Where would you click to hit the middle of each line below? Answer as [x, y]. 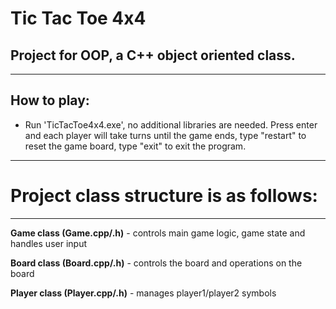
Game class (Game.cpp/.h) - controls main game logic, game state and [158, 233]
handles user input [48, 243]
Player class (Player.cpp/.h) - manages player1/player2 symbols [143, 293]
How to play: [50, 100]
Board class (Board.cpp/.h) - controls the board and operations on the [156, 263]
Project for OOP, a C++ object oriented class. [153, 55]
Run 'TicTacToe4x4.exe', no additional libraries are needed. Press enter [171, 124]
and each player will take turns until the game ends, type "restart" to [165, 135]
